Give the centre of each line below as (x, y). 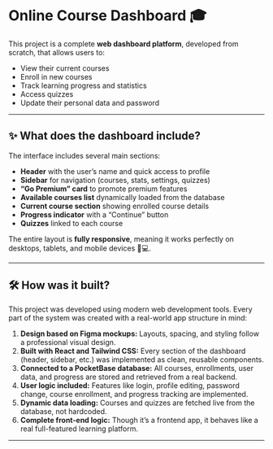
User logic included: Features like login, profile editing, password (130, 385)
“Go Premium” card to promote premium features (104, 189)
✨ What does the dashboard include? (105, 136)
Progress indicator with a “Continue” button (94, 214)
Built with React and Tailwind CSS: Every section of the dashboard (133, 351)
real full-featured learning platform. (79, 429)
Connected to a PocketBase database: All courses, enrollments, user (137, 368)
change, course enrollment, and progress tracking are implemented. (134, 394)
